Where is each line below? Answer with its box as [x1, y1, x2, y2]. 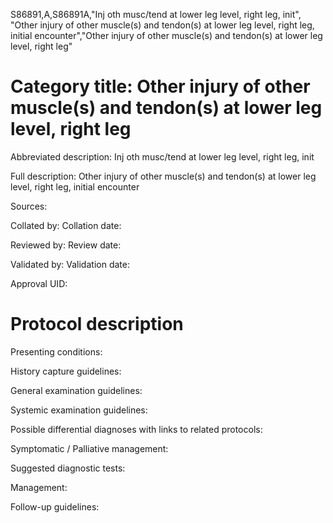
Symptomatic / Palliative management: [10, 442, 169, 454]
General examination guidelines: [10, 384, 143, 396]
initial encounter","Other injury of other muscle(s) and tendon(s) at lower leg [10, 30, 323, 41]
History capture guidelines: [10, 365, 122, 377]
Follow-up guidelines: [10, 500, 100, 513]
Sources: [10, 200, 48, 212]
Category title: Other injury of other [10, 75, 311, 98]
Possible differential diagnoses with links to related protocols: [10, 423, 263, 435]
